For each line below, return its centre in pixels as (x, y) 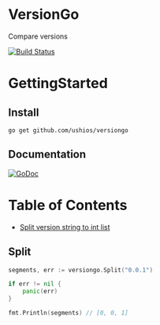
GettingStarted (58, 83)
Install (24, 112)
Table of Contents (68, 205)
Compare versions (38, 36)
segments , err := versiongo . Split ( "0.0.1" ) (81, 270)
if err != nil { (35, 284)
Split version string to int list (65, 227)
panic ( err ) (40, 292)
